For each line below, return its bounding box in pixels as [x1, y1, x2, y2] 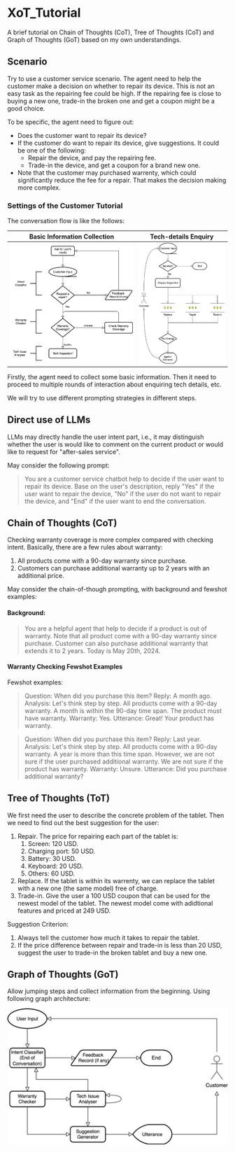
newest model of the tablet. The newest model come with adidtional [17, 899, 213, 907]
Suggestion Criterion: [7, 920, 69, 928]
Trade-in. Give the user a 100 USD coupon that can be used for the [17, 891, 211, 900]
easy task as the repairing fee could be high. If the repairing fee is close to [7, 89, 222, 97]
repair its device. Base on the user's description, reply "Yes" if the [24, 482, 215, 491]
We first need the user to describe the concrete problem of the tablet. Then [7, 810, 225, 820]
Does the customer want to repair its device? [17, 131, 147, 139]
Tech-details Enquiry [150, 232, 214, 241]
